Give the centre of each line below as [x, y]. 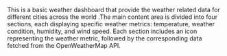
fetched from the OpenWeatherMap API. [64, 46]
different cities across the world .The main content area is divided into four [112, 17]
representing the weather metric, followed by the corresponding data [105, 38]
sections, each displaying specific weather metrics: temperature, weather [111, 24]
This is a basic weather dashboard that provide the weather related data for [114, 10]
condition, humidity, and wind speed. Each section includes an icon [102, 31]
